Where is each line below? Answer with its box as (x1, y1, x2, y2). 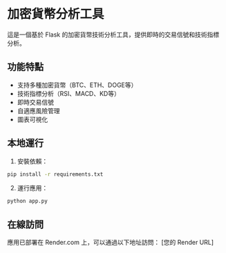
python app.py (7, 198, 48, 205)
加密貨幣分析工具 (7, 6, 105, 22)
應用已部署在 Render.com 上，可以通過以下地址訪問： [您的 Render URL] (7, 239, 214, 247)
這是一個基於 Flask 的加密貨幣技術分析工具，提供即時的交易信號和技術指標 (7, 30, 220, 39)
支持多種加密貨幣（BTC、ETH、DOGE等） (17, 81, 138, 89)
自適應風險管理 (17, 106, 60, 114)
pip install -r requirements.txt (7, 170, 104, 178)
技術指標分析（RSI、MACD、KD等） (17, 89, 121, 97)
